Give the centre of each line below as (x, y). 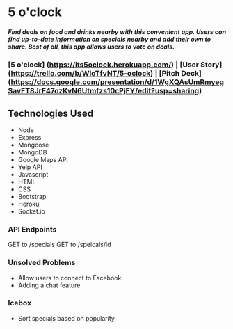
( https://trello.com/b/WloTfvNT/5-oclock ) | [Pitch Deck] (105, 74)
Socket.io (32, 211)
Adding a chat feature (49, 285)
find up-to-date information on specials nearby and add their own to (110, 39)
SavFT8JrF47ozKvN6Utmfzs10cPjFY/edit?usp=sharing (104, 91)
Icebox (20, 303)
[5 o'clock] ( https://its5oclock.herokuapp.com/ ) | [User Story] (115, 65)
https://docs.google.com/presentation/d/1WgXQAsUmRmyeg (118, 82)
